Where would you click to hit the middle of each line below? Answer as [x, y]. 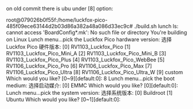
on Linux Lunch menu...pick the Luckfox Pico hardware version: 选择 [89, 39]
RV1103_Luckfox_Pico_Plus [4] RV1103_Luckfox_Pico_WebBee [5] [85, 60]
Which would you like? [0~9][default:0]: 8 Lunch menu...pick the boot [90, 78]
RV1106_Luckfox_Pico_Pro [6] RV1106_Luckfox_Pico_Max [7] [79, 66]
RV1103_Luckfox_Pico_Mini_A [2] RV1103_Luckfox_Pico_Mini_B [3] [86, 53]
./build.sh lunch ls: [156, 26]
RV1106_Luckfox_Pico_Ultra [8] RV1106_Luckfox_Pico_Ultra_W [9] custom [95, 72]
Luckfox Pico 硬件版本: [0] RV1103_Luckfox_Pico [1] [68, 47]
